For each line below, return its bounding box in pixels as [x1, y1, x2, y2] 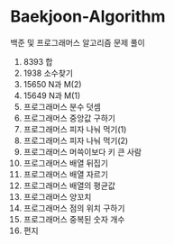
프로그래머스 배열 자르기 [23, 168, 109, 179]
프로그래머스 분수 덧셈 [23, 101, 102, 112]
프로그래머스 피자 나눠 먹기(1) [23, 123, 127, 134]
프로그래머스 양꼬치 [23, 191, 92, 202]
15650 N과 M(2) [23, 78, 82, 89]
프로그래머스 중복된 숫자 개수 [23, 213, 125, 224]
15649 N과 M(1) [23, 90, 81, 101]
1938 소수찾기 [23, 68, 73, 78]
